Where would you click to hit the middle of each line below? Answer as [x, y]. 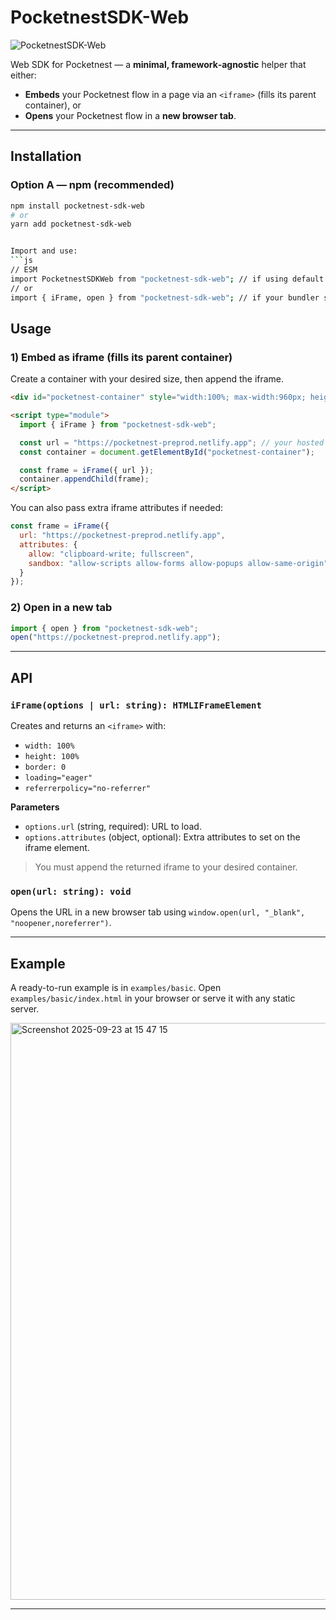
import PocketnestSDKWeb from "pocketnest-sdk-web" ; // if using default [167, 279]
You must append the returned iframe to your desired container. [166, 867]
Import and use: [44, 251]
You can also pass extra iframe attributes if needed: [117, 508]
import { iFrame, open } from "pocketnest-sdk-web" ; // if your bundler [165, 297]
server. [25, 1009]
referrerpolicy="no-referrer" [88, 789]
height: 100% [52, 757]
